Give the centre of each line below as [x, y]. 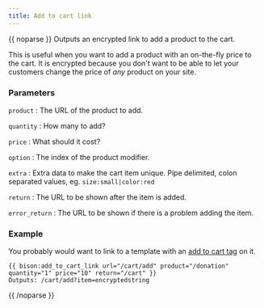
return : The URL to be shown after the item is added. [98, 197]
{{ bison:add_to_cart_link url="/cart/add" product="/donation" [119, 266]
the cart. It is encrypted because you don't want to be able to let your [124, 63]
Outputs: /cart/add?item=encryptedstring [79, 281]
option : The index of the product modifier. [79, 157]
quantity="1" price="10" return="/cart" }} [83, 273]
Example [26, 234]
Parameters [31, 92]
